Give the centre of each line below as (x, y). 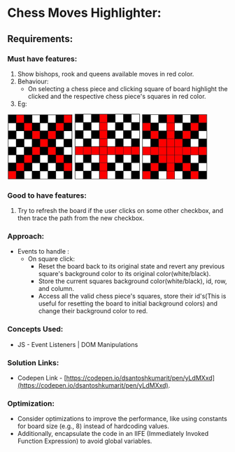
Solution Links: (33, 362)
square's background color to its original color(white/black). (124, 274)
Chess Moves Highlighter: (85, 13)
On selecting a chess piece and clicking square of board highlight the (128, 88)
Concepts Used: (35, 329)
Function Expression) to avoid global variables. (85, 441)
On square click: (51, 259)
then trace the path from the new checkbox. (81, 218)
